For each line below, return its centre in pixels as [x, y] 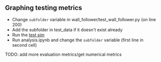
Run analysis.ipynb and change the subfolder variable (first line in [78, 40]
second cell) [24, 45]
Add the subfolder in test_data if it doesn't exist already [67, 30]
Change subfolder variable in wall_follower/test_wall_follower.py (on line [84, 19]
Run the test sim [28, 35]
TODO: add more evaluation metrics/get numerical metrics [64, 54]
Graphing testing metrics [44, 8]
